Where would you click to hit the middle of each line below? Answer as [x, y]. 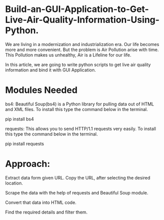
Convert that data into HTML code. [41, 202]
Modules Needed [41, 90]
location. [14, 183]
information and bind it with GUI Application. [51, 70]
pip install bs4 [19, 119]
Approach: [28, 164]
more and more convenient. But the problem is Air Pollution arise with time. [82, 49]
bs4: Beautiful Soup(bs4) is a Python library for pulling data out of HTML [80, 104]
